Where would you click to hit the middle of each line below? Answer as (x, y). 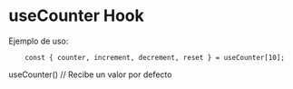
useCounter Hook (76, 16)
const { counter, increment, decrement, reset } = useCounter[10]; (155, 57)
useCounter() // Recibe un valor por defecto (90, 74)
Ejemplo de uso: (39, 41)
